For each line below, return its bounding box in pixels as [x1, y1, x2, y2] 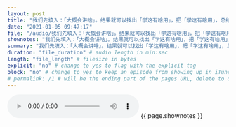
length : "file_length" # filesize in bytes [7, 56, 137, 63]
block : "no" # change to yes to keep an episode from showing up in [7, 68, 212, 75]
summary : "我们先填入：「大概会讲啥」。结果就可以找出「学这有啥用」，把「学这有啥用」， [7, 43, 227, 50]
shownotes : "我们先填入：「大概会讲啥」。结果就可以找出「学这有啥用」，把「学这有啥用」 [7, 36, 228, 43]
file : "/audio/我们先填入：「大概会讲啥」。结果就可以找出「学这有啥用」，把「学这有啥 [7, 29, 227, 37]
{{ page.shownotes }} [140, 112, 203, 120]
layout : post [7, 10, 46, 17]
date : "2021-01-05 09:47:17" [7, 23, 93, 30]
